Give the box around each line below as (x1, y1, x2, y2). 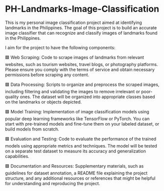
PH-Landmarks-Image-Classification (5, 3, 160, 15)
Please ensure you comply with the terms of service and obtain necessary (5, 66, 155, 72)
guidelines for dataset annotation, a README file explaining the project (5, 170, 148, 176)
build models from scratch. (5, 126, 60, 132)
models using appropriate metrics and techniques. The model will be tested (5, 143, 158, 149)
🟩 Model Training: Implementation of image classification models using (5, 108, 149, 114)
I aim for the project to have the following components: (5, 44, 116, 50)
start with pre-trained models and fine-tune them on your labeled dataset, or (5, 121, 160, 127)
